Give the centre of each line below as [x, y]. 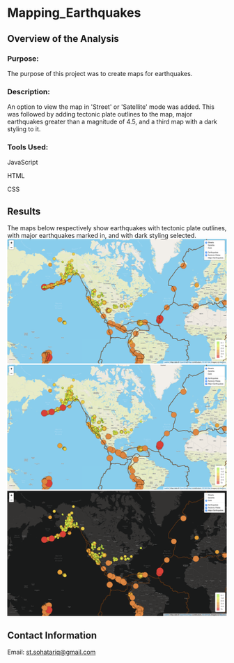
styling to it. [24, 129]
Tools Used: [28, 147]
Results [24, 211]
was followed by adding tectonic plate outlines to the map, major [100, 114]
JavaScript [23, 163]
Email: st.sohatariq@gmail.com [52, 652]
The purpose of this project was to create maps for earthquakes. [100, 73]
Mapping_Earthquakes [74, 13]
